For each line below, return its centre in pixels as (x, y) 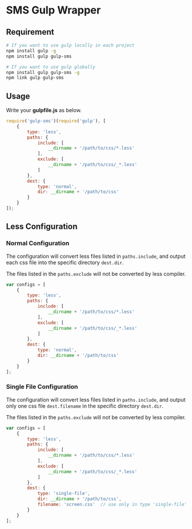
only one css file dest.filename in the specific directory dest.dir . (85, 406)
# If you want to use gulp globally (51, 67)
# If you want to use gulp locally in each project (70, 45)
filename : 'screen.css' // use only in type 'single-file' (112, 505)
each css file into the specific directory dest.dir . (65, 262)
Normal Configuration (38, 243)
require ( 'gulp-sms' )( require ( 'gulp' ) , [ (56, 121)
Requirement (30, 32)
